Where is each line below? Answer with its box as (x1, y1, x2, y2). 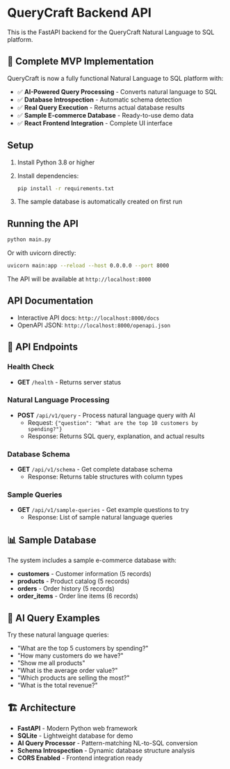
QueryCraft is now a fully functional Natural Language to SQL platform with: (7, 74, 224, 82)
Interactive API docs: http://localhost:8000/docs (17, 313, 160, 322)
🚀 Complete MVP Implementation (7, 56, 154, 68)
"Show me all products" (17, 659, 85, 667)
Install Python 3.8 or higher (17, 158, 95, 166)
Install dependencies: (17, 171, 79, 180)
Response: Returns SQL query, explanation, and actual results (27, 432, 205, 440)
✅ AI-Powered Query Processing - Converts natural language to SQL (17, 87, 217, 95)
